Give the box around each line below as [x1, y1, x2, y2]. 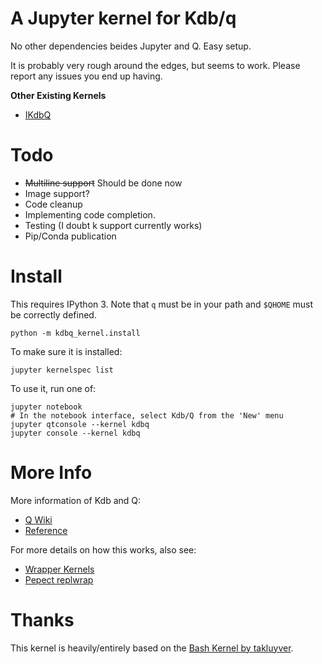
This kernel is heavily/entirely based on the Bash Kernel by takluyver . [10, 642, 294, 654]
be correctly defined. [10, 308, 97, 321]
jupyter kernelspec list [10, 365, 114, 375]
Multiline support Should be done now [24, 177, 183, 189]
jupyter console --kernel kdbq [10, 428, 141, 438]
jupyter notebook [10, 402, 83, 412]
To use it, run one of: [10, 382, 97, 394]
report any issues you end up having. [10, 70, 163, 82]
